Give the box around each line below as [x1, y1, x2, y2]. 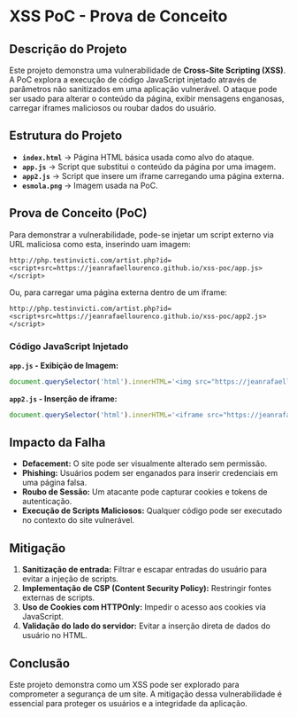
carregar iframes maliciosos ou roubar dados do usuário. [9, 103, 217, 113]
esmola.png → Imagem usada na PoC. [21, 180, 158, 191]
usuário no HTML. [21, 630, 88, 641]
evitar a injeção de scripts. [21, 573, 119, 584]
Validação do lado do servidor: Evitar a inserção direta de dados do [21, 620, 271, 631]
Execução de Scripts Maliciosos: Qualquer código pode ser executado [21, 505, 283, 516]
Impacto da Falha [9, 435, 106, 450]
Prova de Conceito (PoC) [9, 206, 148, 221]
